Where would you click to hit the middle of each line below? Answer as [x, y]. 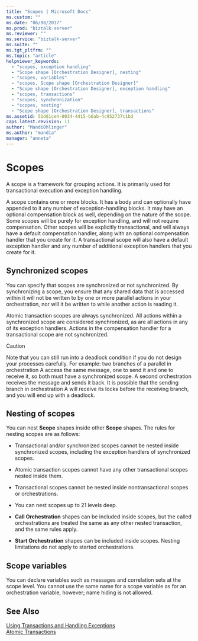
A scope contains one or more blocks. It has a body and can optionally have [98, 201]
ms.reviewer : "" [26, 34]
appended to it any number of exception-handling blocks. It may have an [95, 208]
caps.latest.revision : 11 [38, 122]
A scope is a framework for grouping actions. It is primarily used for [88, 184]
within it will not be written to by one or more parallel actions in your [89, 297]
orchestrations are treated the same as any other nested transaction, [98, 523]
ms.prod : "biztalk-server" [39, 28]
